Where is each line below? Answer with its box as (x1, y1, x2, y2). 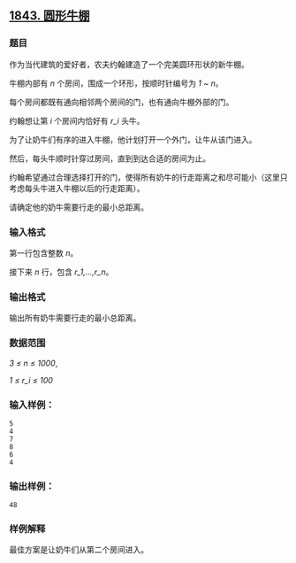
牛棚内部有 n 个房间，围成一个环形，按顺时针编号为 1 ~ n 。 (9, 78, 224, 89)
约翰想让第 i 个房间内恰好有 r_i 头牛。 (9, 115, 145, 126)
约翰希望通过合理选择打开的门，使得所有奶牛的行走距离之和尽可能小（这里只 (9, 172, 288, 182)
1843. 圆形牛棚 (9, 8, 90, 24)
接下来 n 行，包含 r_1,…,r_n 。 (9, 266, 114, 277)
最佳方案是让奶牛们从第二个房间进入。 (9, 544, 148, 555)
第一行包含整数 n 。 (9, 247, 79, 258)
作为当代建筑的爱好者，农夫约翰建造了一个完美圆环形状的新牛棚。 (9, 58, 249, 69)
